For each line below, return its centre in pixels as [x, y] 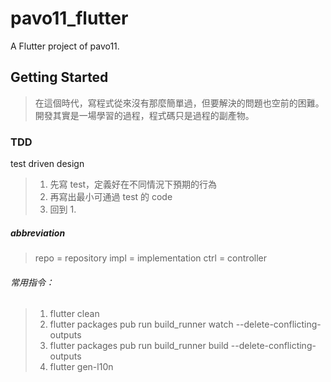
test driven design [47, 164]
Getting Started [59, 77]
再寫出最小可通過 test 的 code [111, 197]
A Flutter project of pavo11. [65, 46]
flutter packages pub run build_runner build [139, 346]
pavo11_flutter [69, 18]
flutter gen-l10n [81, 367]
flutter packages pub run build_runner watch [141, 324]
